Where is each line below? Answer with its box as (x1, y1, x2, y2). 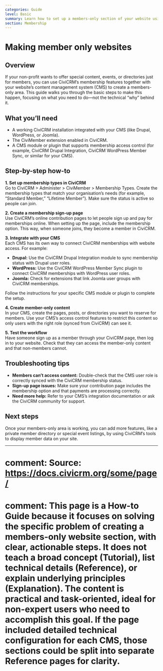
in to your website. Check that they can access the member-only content (5, 340, 151, 346)
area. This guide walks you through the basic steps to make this (14, 90, 142, 96)
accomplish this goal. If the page (5, 614, 139, 625)
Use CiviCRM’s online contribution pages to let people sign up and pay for (5, 215, 153, 221)
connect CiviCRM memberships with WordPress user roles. (12, 270, 130, 276)
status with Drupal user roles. (12, 260, 71, 266)
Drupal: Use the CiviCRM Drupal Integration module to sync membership (12, 254, 158, 261)
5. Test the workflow (5, 329, 48, 335)
